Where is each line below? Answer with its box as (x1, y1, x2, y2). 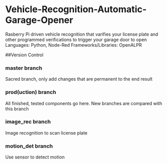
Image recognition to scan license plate (5, 129, 88, 136)
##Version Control (5, 52, 44, 58)
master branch (5, 64, 42, 72)
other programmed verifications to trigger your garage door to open (5, 37, 147, 43)
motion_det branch (5, 142, 53, 149)
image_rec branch (5, 118, 51, 125)
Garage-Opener (5, 14, 74, 26)
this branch (5, 106, 29, 112)
